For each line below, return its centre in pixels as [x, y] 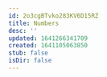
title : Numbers [34, 23]
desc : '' [23, 30]
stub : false [28, 53]
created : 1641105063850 [48, 46]
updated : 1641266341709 [48, 38]
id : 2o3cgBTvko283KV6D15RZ [53, 16]
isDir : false [30, 61]
